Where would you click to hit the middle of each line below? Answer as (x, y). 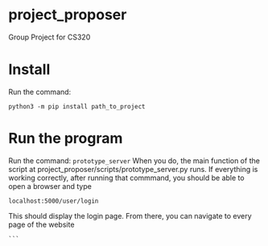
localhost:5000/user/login (54, 201)
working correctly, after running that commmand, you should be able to (126, 178)
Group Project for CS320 (49, 37)
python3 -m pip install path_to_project (77, 106)
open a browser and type (50, 186)
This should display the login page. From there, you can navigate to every (130, 215)
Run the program (66, 139)
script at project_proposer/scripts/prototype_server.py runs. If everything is (133, 169)
